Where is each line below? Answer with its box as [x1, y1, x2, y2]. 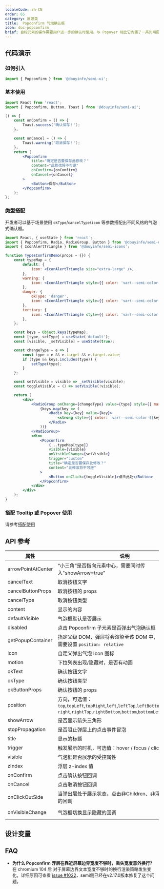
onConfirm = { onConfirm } [31, 168, 78, 173]
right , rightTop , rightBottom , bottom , [58, 708, 138, 715]
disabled [7, 624, 27, 631]
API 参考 [5, 537, 31, 546]
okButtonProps [7, 687, 42, 693]
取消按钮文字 [58, 579, 87, 586]
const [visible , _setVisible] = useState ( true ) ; [14, 339, 115, 344]
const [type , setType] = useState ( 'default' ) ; [14, 335, 110, 340]
